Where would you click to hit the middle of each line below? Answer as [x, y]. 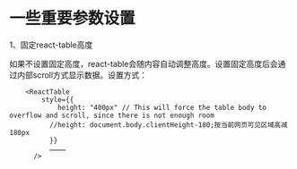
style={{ [58, 99]
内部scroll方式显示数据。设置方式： [82, 75]
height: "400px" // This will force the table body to [162, 107]
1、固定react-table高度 [51, 45]
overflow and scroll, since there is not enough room [112, 115]
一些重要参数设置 [73, 18]
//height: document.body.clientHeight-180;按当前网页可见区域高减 [168, 125]
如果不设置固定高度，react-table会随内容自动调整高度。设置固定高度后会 [144, 63]
